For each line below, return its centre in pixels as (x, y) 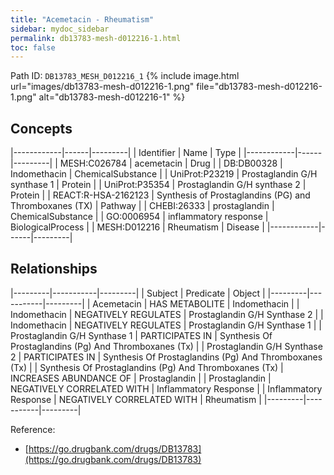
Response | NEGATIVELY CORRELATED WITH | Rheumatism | (136, 399)
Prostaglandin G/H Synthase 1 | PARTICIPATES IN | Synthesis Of (141, 335)
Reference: (33, 429)
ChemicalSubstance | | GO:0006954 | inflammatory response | (139, 217)
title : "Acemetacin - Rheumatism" (82, 19)
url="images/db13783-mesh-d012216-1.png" (102, 87)
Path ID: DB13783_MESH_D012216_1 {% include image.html (125, 76)
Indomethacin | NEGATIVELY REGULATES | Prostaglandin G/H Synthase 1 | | (166, 325)
